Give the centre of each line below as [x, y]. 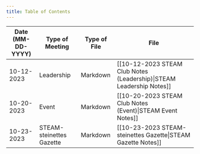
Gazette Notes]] [139, 142]
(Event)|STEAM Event [147, 110]
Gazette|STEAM [168, 135]
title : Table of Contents [38, 12]
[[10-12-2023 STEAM [150, 64]
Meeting [57, 46]
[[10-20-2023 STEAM [150, 95]
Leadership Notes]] [144, 86]
